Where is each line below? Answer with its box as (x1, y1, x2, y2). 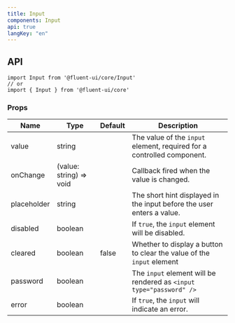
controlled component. (131, 150, 206, 160)
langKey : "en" (7, 29, 49, 37)
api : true (7, 23, 36, 30)
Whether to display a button (131, 240, 223, 249)
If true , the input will (131, 296, 200, 305)
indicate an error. (131, 304, 189, 314)
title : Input (7, 10, 45, 18)
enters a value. (131, 208, 180, 218)
